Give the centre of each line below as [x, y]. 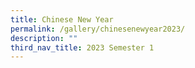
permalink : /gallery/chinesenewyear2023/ [98, 29]
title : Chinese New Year [62, 19]
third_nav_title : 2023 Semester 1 [82, 47]
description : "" [44, 38]
